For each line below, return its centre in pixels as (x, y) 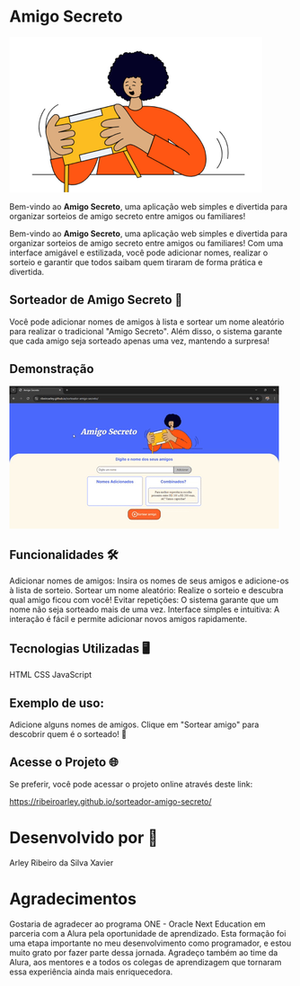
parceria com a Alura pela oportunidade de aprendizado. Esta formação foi (148, 933)
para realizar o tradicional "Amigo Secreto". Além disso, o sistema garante (146, 331)
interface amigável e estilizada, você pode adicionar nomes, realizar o (139, 253)
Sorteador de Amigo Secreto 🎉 (96, 300)
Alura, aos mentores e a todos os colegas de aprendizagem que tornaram (146, 962)
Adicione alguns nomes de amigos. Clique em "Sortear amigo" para (134, 724)
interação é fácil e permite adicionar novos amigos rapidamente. (128, 619)
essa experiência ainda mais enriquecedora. (91, 972)
